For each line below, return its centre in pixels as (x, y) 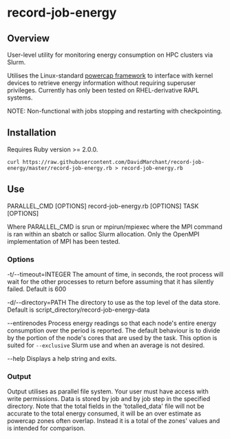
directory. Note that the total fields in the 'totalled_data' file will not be (106, 407)
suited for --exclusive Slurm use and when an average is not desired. (106, 345)
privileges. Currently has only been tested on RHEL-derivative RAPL (103, 90)
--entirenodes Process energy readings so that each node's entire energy (112, 323)
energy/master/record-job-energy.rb (60, 168)
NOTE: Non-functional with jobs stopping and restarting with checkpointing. (115, 111)
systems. (20, 97)
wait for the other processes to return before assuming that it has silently (111, 281)
